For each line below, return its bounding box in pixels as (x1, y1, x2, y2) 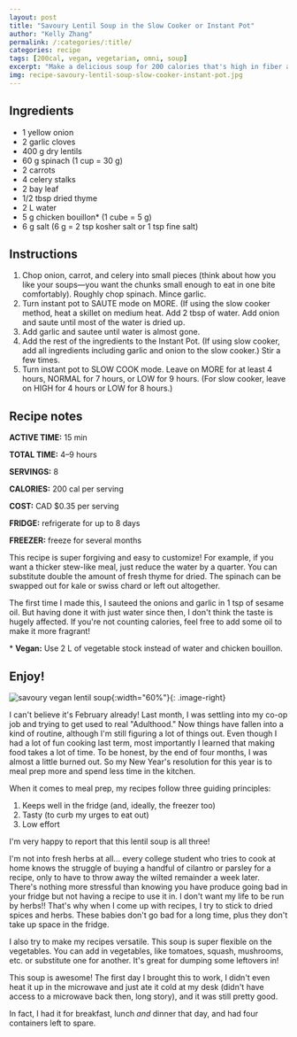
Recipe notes (9, 408, 83, 423)
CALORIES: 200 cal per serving (9, 484, 124, 494)
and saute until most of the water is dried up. (21, 317, 186, 328)
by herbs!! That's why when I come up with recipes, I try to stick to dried (9, 901, 273, 910)
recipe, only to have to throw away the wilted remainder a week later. (9, 872, 261, 882)
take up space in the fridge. (9, 919, 110, 930)
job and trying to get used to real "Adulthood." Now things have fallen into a (9, 719, 285, 729)
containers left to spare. (9, 1018, 96, 1028)
